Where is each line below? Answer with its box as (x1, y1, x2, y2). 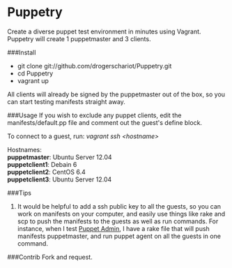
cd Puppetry (17, 69, 54, 77)
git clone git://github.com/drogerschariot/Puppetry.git (17, 61, 172, 70)
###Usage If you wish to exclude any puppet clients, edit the (7, 111, 182, 119)
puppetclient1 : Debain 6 (7, 160, 77, 168)
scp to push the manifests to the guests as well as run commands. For (17, 217, 219, 225)
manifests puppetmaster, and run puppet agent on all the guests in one (17, 232, 222, 240)
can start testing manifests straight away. (7, 97, 125, 105)
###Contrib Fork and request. (7, 253, 93, 261)
